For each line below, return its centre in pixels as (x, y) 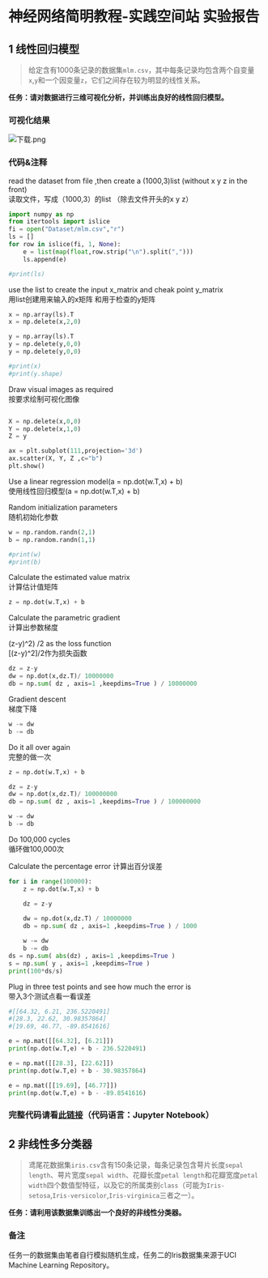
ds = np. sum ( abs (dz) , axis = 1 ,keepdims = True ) (92, 956)
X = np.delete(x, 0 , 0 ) (45, 421)
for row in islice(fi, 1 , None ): (65, 245)
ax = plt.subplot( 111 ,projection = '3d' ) (76, 451)
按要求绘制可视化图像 (44, 398)
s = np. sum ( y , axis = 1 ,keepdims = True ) (79, 963)
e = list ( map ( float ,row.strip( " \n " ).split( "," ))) (108, 252)
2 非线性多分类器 (51, 1144)
